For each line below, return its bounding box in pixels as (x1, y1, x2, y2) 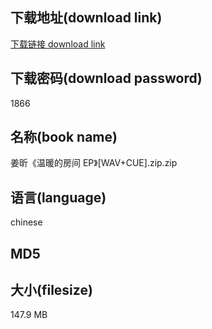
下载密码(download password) (10, 70, 203, 87)
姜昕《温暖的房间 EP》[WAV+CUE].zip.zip (10, 157, 178, 169)
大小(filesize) (10, 282, 93, 299)
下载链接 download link (10, 38, 106, 50)
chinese (10, 216, 43, 228)
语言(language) (10, 189, 107, 206)
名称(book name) (10, 129, 118, 146)
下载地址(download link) (10, 9, 163, 27)
